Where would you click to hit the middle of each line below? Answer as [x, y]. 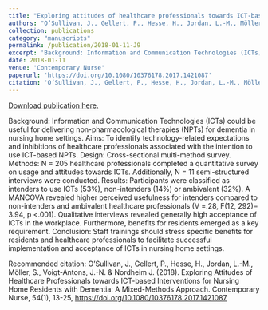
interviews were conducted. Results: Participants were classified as [119, 180]
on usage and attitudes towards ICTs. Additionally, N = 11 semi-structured [129, 172]
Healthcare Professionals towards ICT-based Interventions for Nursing [124, 280]
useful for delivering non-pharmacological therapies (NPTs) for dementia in [132, 129]
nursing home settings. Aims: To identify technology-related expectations [129, 137]
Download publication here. [53, 105]
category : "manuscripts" [49, 38]
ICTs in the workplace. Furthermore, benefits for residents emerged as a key [134, 223]
